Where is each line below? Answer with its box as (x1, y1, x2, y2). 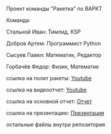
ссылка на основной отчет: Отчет (6, 98, 92, 105)
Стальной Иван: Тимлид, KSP (6, 28, 81, 35)
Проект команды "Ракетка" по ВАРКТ (6, 5, 103, 12)
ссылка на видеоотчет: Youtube (6, 86, 87, 93)
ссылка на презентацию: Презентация (6, 109, 104, 116)
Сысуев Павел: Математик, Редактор (6, 51, 101, 59)
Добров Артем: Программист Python (6, 40, 101, 47)
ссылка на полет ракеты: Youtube (6, 75, 92, 81)
